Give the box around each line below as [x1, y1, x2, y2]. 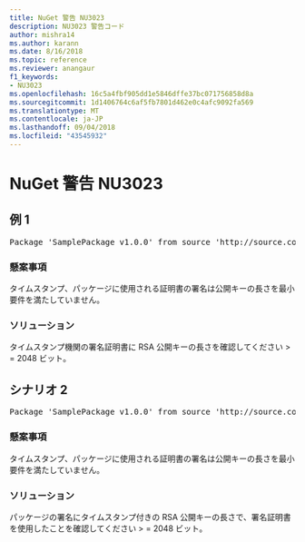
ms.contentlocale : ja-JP [9, 114, 103, 123]
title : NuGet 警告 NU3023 [9, 13, 104, 23]
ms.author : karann [9, 38, 79, 48]
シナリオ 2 [9, 382, 68, 398]
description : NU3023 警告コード [9, 22, 125, 31]
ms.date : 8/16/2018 [9, 47, 84, 56]
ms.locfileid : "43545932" [9, 132, 107, 141]
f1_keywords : [9, 73, 59, 82]
